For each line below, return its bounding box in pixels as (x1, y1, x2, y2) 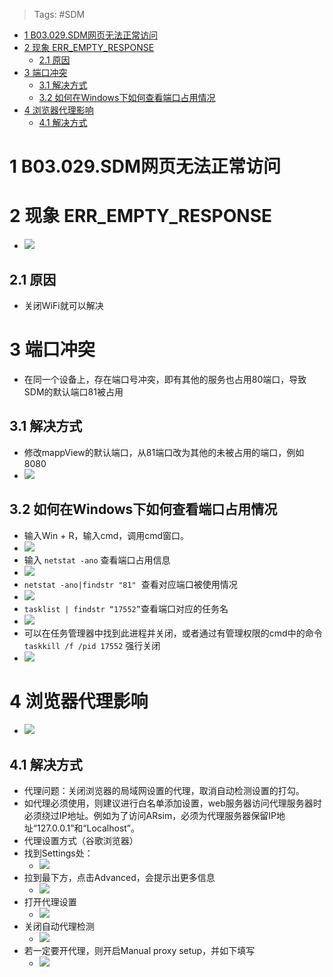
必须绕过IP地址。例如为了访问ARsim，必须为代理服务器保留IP (23, 810, 277, 822)
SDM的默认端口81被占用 (23, 385, 124, 398)
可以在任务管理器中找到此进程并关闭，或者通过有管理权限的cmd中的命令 (23, 627, 323, 639)
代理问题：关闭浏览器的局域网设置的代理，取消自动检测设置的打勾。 (23, 785, 305, 797)
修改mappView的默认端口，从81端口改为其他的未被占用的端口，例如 (23, 446, 305, 458)
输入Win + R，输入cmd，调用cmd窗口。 (23, 529, 190, 541)
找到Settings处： (23, 847, 94, 859)
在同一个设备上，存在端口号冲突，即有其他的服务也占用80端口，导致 (23, 373, 307, 385)
